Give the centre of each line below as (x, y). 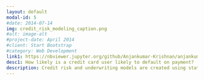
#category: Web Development (42, 51)
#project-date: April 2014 (40, 40)
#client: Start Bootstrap (39, 46)
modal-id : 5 (21, 17)
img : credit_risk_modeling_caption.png (57, 29)
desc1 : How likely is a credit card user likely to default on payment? (100, 62)
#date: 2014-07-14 (29, 23)
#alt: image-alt (27, 34)
